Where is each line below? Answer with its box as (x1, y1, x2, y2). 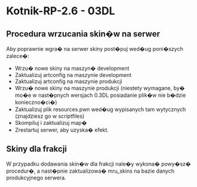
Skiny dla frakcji (6, 144, 67, 154)
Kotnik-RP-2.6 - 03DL (6, 4, 115, 18)
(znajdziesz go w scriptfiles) (14, 112, 85, 119)
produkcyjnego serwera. (6, 174, 67, 181)
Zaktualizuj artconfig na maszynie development (14, 72, 132, 78)
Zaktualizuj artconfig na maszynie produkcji (14, 78, 122, 85)
